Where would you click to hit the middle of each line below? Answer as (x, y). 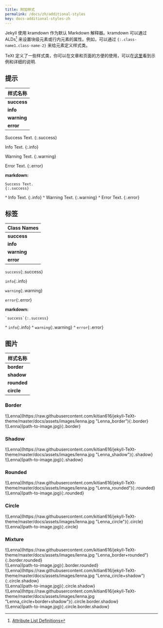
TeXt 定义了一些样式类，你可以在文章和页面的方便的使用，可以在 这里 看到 (78, 56)
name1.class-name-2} (26, 46)
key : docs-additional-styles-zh (38, 18)
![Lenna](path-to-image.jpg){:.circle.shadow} (50, 586)
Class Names (23, 228)
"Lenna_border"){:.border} (122, 421)
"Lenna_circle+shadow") (120, 576)
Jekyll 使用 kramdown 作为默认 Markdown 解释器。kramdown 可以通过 (76, 33)
